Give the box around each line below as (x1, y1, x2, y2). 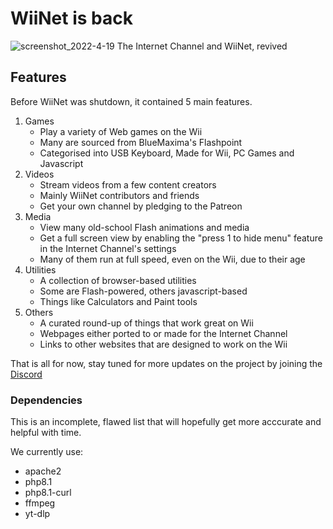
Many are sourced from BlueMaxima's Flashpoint (39, 136, 243, 148)
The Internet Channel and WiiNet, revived (116, 40, 288, 52)
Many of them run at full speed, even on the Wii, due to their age (39, 253, 306, 265)
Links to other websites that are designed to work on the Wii (39, 338, 288, 350)
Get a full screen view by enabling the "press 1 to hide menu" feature (39, 232, 323, 244)
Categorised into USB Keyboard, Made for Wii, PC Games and (39, 147, 295, 159)
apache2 (24, 465, 62, 477)
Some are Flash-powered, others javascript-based (39, 285, 248, 297)
